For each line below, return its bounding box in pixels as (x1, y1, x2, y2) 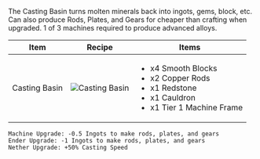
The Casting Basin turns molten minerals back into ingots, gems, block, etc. (8, 7, 253, 16)
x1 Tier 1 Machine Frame (150, 102, 244, 113)
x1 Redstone (150, 82, 197, 93)
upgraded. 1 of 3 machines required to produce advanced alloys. (8, 23, 218, 32)
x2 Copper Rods (150, 73, 211, 83)
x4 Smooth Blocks (150, 63, 218, 74)
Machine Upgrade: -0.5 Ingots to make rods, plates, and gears (8, 130, 220, 138)
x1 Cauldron (150, 92, 196, 103)
